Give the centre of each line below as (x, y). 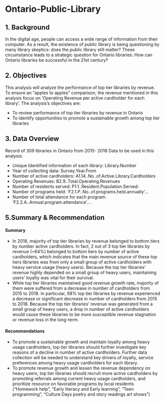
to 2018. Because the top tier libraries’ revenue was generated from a (82, 304)
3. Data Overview (32, 139)
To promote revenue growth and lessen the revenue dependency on (81, 368)
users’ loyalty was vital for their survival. (53, 278)
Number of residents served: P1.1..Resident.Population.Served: (76, 186)
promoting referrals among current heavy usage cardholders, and (79, 379)
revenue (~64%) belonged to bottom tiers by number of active (76, 252)
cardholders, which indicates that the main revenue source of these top (85, 257)
